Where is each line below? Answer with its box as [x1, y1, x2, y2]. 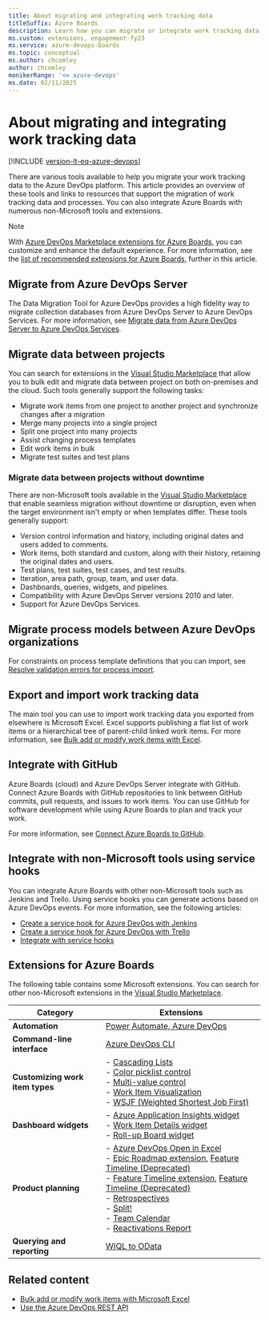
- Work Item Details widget [105, 1120, 208, 1131]
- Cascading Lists [105, 1057, 174, 1068]
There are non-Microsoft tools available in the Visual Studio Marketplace [8, 490, 247, 500]
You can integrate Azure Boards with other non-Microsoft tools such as [8, 885, 243, 895]
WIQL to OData [105, 1241, 163, 1252]
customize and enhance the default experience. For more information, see [8, 246, 253, 255]
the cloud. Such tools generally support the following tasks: [8, 386, 204, 395]
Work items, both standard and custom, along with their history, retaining [19, 548, 261, 558]
